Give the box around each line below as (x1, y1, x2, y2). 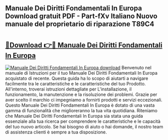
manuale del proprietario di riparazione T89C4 (5, 20, 155, 28)
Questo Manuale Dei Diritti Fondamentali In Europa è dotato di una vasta (5, 102, 155, 108)
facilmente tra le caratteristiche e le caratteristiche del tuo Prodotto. (5, 81, 146, 86)
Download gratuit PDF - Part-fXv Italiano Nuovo (5, 12, 158, 21)
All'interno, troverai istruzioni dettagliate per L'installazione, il (5, 86, 132, 92)
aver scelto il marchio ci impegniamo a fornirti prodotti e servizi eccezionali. (5, 97, 162, 103)
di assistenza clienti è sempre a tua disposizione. (5, 129, 107, 135)
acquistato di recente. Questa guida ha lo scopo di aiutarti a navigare (5, 75, 148, 81)
